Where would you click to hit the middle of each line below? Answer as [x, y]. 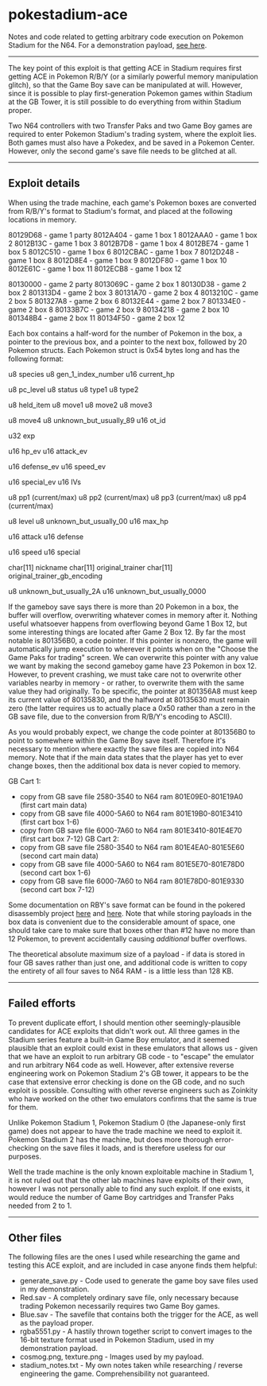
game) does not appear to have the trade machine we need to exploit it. [125, 1131]
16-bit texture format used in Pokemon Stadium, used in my [117, 1340]
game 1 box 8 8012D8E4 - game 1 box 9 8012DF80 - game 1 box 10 [118, 260]
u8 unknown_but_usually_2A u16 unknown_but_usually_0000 [107, 591]
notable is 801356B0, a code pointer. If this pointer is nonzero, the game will [132, 640]
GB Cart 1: [25, 781]
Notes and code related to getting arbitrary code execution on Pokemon [126, 37]
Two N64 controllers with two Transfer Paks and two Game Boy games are [130, 126]
